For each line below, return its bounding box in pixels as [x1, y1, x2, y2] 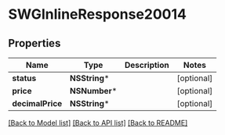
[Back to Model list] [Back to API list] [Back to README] [8, 119, 188, 127]
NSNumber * [69, 86, 118, 96]
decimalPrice [12, 98, 63, 108]
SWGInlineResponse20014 [8, 5, 187, 23]
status [12, 73, 37, 83]
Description [124, 60, 170, 70]
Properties [8, 37, 61, 50]
